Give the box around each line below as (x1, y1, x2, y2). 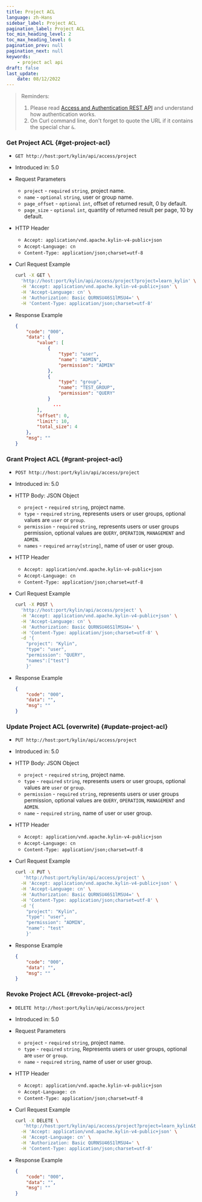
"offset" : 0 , (37, 412, 70, 419)
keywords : (6, 54, 31, 60)
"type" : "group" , (58, 379, 102, 385)
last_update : (6, 71, 39, 77)
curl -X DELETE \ (14, 1118, 59, 1124)
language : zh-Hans (6, 14, 52, 20)
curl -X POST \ (14, 602, 54, 608)
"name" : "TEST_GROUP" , (58, 385, 116, 391)
